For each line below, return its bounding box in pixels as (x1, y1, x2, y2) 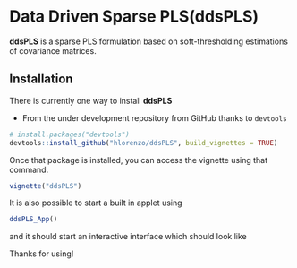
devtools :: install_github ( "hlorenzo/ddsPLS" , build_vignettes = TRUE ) (9, 138, 278, 147)
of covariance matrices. (9, 45, 97, 56)
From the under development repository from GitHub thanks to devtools (21, 112, 288, 123)
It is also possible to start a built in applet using (9, 197, 182, 208)
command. (9, 164, 49, 175)
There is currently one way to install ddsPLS (9, 95, 173, 106)
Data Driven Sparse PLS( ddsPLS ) (9, 6, 259, 27)
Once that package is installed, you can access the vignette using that (9, 154, 268, 165)
